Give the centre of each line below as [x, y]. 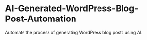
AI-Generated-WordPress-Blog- [72, 9]
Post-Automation [41, 19]
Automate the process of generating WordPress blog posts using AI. [74, 32]
